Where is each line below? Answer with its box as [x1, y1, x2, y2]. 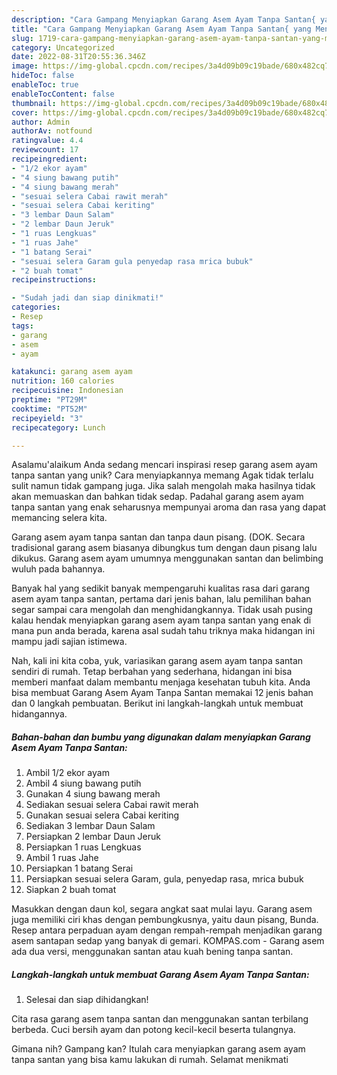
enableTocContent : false [11, 89, 115, 99]
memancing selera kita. [11, 512, 108, 524]
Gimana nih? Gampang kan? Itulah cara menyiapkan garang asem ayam [11, 1043, 306, 1055]
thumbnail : [11, 98, 57, 108]
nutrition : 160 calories [11, 376, 115, 386]
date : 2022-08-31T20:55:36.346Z [11, 52, 146, 62]
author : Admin [11, 117, 71, 127]
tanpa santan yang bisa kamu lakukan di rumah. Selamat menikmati [11, 1054, 289, 1066]
